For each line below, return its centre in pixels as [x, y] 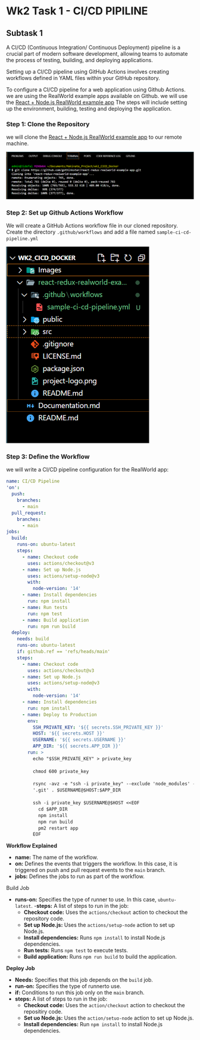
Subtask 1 [25, 33]
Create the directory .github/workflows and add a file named [81, 232]
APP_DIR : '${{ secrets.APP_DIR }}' [76, 746]
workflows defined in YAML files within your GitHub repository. [83, 78]
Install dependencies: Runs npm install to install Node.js [94, 938]
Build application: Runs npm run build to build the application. [100, 957]
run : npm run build [52, 626]
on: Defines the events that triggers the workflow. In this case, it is [96, 864]
